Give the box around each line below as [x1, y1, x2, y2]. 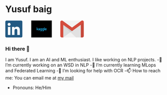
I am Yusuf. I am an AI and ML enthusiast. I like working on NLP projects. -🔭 [5, 57, 162, 63]
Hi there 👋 [5, 45, 30, 52]
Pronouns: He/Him [12, 84, 52, 91]
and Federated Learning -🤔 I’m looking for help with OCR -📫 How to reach [5, 68, 161, 74]
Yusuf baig [5, 4, 52, 15]
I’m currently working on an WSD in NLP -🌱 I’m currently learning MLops [5, 62, 156, 68]
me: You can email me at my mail [5, 75, 74, 81]
